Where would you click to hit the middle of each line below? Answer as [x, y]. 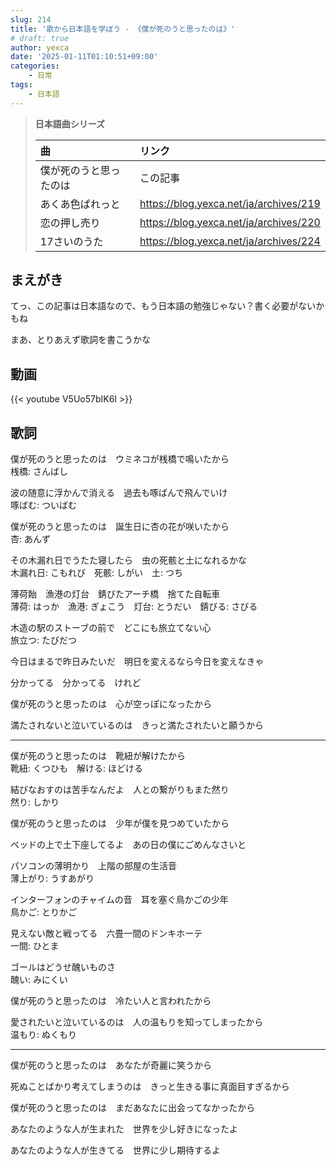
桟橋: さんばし [39, 472]
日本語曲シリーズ [70, 123]
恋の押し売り [70, 223]
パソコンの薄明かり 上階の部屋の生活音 [93, 866]
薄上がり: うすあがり [52, 878]
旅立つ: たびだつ [43, 640]
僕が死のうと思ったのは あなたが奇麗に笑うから [111, 1065]
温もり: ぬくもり [43, 1035]
